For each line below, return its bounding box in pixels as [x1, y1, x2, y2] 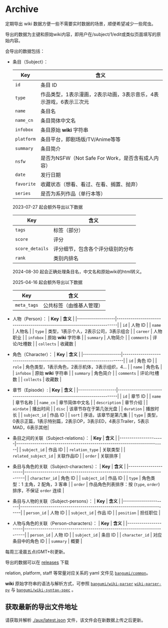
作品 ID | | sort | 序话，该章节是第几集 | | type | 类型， [49, 412, 160, 418]
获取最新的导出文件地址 [5, 603, 77, 612]
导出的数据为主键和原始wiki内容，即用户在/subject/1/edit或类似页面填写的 [5, 31, 156, 37]
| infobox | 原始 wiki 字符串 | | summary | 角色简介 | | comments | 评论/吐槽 [12, 370, 159, 376]
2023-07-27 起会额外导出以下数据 [12, 204, 83, 210]
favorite [14, 181, 36, 187]
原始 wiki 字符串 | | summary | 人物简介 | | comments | [47, 334, 151, 340]
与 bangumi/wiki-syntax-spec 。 [10, 587, 76, 593]
